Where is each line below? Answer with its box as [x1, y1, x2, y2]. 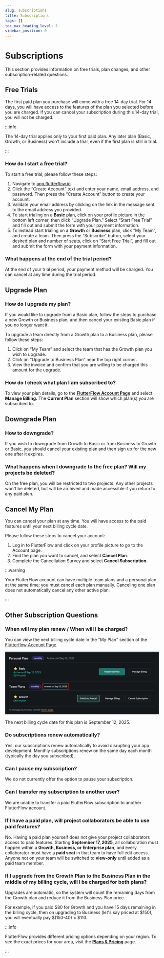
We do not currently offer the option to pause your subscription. [5, 776, 134, 782]
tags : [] [5, 18, 23, 23]
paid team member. [5, 860, 44, 866]
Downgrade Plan [5, 415, 57, 423]
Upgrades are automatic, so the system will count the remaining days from [5, 890, 155, 895]
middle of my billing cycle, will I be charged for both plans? [5, 878, 147, 885]
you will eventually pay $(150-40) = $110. [5, 915, 88, 921]
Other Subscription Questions [5, 611, 98, 619]
